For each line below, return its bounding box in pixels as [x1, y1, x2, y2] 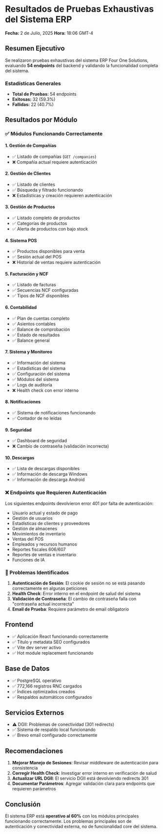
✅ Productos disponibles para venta [12, 249, 85, 254]
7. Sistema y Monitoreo [5, 349, 53, 355]
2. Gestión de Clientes [5, 171, 51, 177]
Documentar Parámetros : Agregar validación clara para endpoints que [12, 781, 155, 786]
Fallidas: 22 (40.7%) [12, 101, 54, 107]
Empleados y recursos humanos [12, 541, 77, 547]
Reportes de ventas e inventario [12, 552, 77, 557]
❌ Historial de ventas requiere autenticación [12, 259, 101, 265]
